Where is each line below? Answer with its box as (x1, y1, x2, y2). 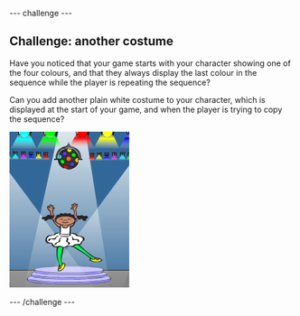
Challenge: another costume (9, 33, 173, 49)
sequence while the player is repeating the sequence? (9, 77, 211, 88)
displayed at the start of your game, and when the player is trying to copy (9, 104, 283, 115)
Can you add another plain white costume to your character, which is (9, 94, 266, 105)
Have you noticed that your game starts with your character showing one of (9, 58, 291, 69)
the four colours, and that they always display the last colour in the (9, 67, 258, 78)
